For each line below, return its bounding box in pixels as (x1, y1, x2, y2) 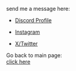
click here (6, 58, 31, 65)
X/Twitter (14, 40, 38, 47)
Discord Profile (14, 17, 52, 23)
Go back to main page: (6, 52, 62, 59)
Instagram (14, 28, 40, 35)
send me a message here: (6, 5, 70, 12)
